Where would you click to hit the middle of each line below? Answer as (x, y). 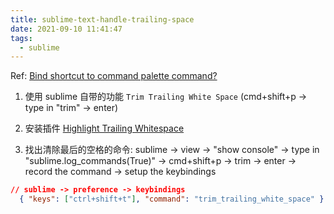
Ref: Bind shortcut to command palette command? (114, 76)
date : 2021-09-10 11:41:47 (66, 29)
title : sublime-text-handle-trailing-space (102, 19)
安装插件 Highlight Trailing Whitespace (104, 128)
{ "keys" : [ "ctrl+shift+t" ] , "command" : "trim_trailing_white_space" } (172, 199)
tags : (21, 38)
